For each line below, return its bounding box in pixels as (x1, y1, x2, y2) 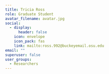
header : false (18, 30, 48, 35)
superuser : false (5, 52, 41, 57)
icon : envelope (14, 35, 45, 39)
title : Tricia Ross (5, 7, 45, 12)
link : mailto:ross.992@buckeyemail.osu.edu (14, 43, 105, 48)
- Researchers (9, 61, 38, 66)
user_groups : (5, 57, 32, 62)
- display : (9, 25, 32, 30)
